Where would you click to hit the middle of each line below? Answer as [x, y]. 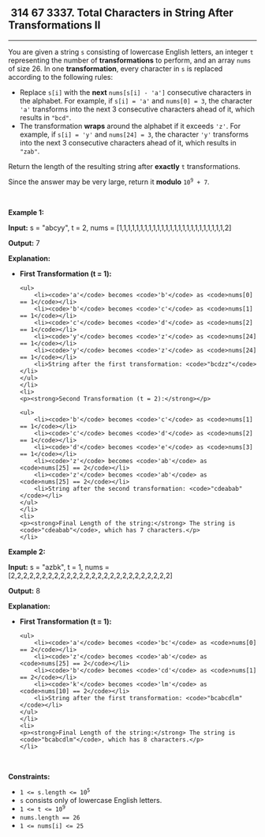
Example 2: [27, 552]
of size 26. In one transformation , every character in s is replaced [116, 68]
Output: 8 [24, 590]
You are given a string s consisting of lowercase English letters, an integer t [131, 51]
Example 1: [26, 212]
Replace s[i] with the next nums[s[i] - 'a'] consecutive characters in [135, 92]
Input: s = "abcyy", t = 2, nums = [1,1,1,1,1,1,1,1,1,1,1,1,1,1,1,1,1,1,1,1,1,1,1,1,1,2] [120, 228]
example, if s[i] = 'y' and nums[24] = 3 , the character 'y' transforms [134, 134]
